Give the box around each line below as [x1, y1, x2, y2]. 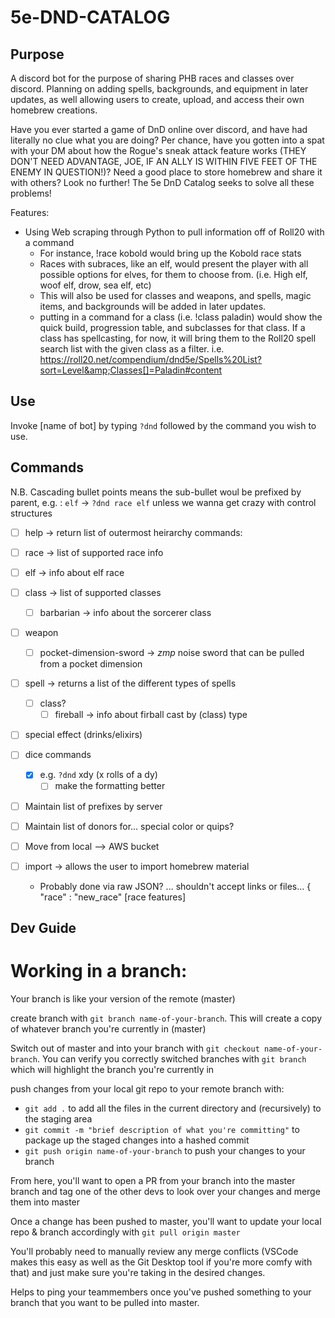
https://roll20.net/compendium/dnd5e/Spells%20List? [39, 354, 263, 365]
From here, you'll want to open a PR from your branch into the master [10, 1175, 296, 1187]
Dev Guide [10, 920, 77, 937]
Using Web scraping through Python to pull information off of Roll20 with [24, 226, 325, 238]
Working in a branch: [10, 960, 188, 983]
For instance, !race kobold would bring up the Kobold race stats [39, 247, 302, 259]
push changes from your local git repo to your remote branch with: [10, 1083, 285, 1095]
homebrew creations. [10, 104, 98, 116]
